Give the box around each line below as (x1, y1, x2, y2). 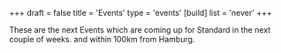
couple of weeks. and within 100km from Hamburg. (9, 34, 195, 44)
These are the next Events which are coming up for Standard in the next (9, 25, 271, 34)
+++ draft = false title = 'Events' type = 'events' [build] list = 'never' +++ (9, 8, 272, 18)
